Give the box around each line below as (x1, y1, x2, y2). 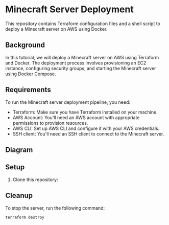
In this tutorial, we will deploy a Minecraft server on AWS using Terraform (5, 54, 159, 60)
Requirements (5, 85, 51, 94)
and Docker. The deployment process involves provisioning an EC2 (5, 60, 147, 66)
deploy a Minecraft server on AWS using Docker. (5, 26, 108, 32)
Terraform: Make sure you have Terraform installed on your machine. (12, 109, 158, 115)
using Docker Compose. (5, 71, 56, 77)
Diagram (5, 145, 33, 154)
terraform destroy (5, 215, 44, 220)
